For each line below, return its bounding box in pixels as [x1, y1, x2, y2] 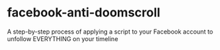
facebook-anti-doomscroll [7, 5, 161, 21]
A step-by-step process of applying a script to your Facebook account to [7, 27, 214, 36]
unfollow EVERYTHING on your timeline [7, 34, 119, 42]
